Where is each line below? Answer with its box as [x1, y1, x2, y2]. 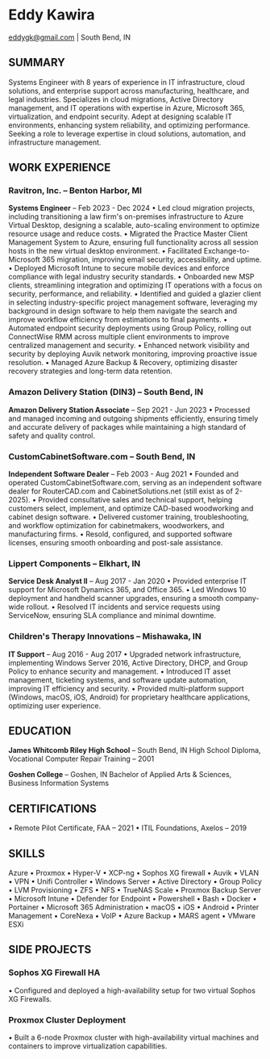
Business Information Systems [8, 778, 110, 788]
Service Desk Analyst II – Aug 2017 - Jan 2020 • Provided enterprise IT [8, 576, 247, 586]
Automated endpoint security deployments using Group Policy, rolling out [8, 323, 251, 333]
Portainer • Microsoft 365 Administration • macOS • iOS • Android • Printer [8, 902, 260, 912]
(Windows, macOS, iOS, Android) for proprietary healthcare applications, [8, 692, 251, 702]
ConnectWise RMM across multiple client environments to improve [8, 332, 230, 342]
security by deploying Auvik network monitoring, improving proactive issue [8, 349, 258, 359]
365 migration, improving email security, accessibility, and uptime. [41, 254, 262, 264]
